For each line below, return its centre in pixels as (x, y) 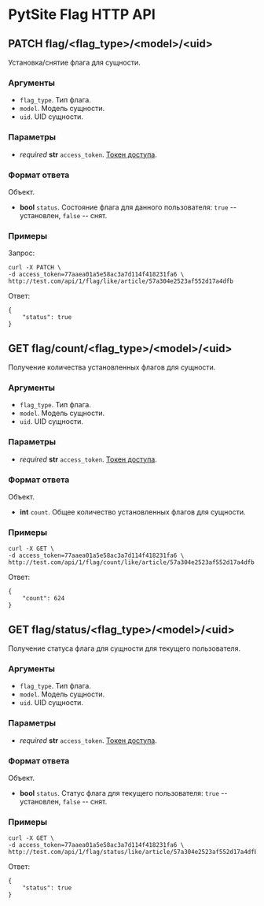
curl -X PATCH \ (35, 268)
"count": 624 (44, 599)
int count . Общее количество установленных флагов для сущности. (132, 512)
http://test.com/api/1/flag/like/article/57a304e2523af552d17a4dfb (121, 281)
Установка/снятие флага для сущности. (75, 62)
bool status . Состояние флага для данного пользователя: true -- (128, 207)
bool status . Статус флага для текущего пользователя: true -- (123, 793)
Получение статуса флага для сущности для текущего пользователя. (125, 648)
